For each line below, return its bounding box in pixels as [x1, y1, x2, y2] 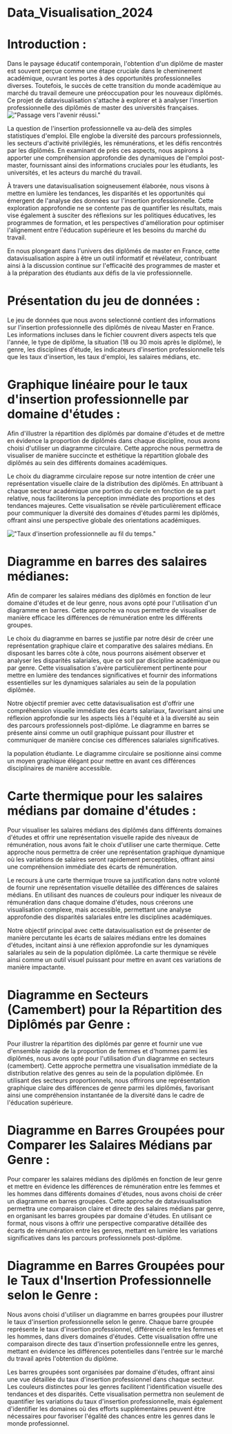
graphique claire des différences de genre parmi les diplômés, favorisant [7, 1083, 214, 1091]
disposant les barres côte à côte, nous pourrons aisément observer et [7, 648, 206, 657]
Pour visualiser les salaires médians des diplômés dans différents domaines [7, 826, 222, 834]
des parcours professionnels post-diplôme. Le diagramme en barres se [7, 721, 210, 729]
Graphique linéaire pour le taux [7, 377, 188, 392]
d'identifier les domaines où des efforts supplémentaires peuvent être [7, 1404, 206, 1413]
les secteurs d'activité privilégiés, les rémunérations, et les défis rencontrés [7, 139, 222, 147]
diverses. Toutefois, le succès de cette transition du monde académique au [7, 82, 221, 90]
